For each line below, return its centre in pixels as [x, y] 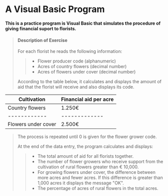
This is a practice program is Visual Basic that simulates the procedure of [83, 23]
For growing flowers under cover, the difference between [96, 172]
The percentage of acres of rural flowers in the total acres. [98, 188]
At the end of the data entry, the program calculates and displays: [85, 147]
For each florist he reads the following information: [70, 51]
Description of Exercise [42, 40]
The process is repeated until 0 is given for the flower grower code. [87, 137]
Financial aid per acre [87, 99]
